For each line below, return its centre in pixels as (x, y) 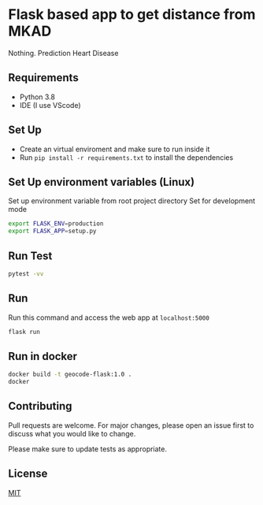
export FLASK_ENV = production (56, 224)
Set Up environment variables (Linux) (102, 182)
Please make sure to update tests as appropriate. (88, 449)
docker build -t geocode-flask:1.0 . (70, 375)
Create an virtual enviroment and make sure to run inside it (115, 149)
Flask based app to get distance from (132, 15)
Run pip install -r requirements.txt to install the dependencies (126, 157)
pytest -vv (26, 273)
